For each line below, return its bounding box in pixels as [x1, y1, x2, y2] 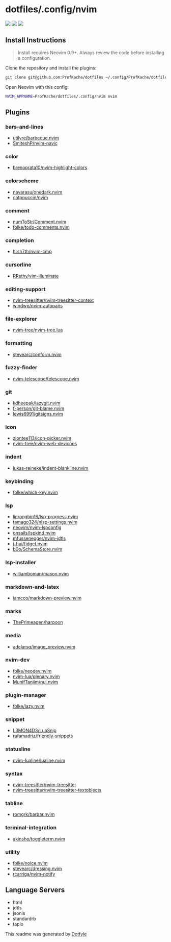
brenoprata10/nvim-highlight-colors [12, 164, 88, 171]
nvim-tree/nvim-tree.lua [12, 327, 63, 333]
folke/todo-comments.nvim [12, 224, 70, 230]
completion [5, 237, 34, 244]
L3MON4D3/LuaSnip [12, 728, 57, 734]
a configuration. [17, 55, 51, 61]
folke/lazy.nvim [12, 703, 45, 709]
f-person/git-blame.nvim [12, 405, 65, 412]
